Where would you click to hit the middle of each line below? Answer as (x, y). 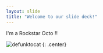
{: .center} (54, 44)
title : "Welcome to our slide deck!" (52, 17)
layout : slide (23, 11)
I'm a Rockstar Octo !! (32, 33)
